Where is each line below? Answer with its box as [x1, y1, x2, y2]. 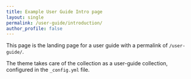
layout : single [6, 14, 44, 20]
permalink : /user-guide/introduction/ [6, 20, 103, 26]
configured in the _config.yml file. [6, 66, 90, 74]
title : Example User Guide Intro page [6, 8, 103, 15]
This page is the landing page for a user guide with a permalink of [6, 42, 168, 49]
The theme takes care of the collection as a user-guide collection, [6, 60, 168, 67]
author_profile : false [6, 25, 63, 32]
